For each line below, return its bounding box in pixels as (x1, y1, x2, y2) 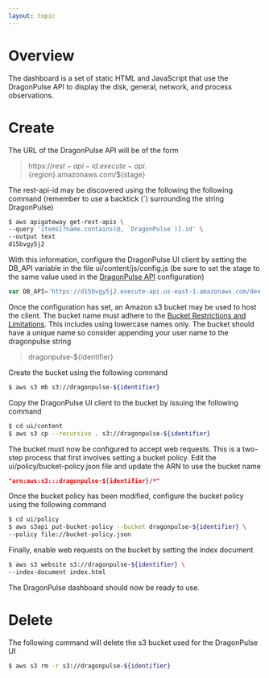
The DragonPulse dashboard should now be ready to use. (8, 582, 200, 593)
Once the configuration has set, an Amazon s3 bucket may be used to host (8, 302, 257, 311)
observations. (8, 90, 54, 100)
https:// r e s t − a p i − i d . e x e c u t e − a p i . (27, 160, 147, 170)
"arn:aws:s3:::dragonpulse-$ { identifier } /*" (8, 476, 160, 485)
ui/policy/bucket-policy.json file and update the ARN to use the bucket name (8, 461, 262, 471)
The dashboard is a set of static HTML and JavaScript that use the (8, 73, 229, 83)
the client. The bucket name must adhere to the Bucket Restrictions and (8, 310, 246, 320)
